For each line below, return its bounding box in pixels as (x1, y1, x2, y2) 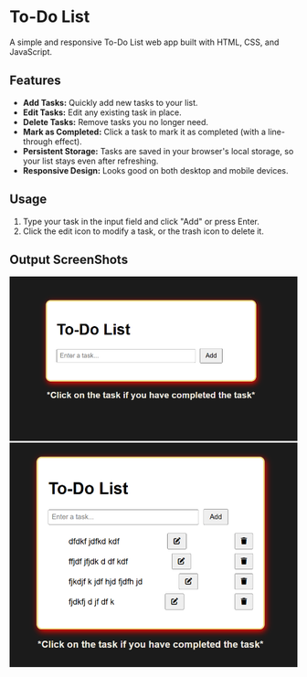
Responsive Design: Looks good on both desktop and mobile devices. (22, 164, 290, 175)
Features (9, 73, 61, 89)
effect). (54, 135, 82, 147)
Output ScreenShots (9, 251, 129, 267)
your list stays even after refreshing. (22, 155, 159, 166)
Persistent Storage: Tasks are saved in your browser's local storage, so (22, 145, 294, 156)
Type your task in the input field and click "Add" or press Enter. (22, 216, 260, 227)
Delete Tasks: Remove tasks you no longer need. (22, 116, 208, 127)
